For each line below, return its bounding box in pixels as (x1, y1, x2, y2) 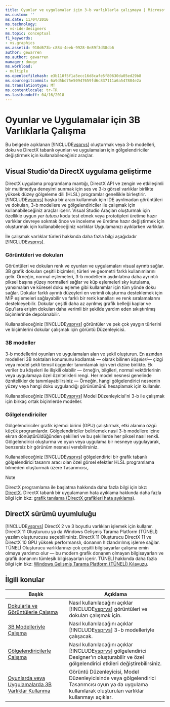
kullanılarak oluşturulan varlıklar (69, 687, 144, 694)
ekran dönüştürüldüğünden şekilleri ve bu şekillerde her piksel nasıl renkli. (5, 433, 160, 439)
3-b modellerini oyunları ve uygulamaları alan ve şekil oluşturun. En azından (5, 351, 163, 357)
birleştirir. (126, 191, 146, 198)
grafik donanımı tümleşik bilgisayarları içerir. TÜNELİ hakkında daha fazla (5, 555, 157, 562)
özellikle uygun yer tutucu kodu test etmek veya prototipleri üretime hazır (5, 213, 157, 219)
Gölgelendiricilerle (8, 647, 52, 654)
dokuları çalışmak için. (69, 612, 122, 619)
